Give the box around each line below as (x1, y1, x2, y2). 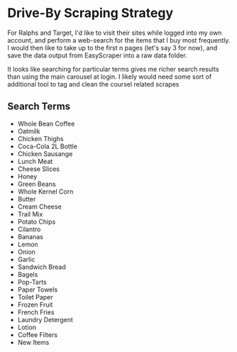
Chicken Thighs (17, 134, 64, 143)
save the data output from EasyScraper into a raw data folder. (7, 51, 187, 60)
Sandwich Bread (17, 263, 66, 271)
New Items (17, 338, 50, 346)
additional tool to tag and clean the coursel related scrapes (7, 79, 180, 88)
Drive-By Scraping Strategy (7, 5, 174, 21)
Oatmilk (17, 126, 40, 136)
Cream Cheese (17, 202, 62, 211)
